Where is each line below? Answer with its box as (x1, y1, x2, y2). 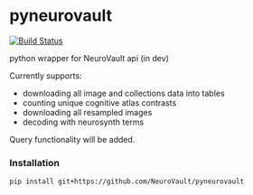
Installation (9, 156, 61, 169)
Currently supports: (9, 70, 82, 81)
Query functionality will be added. (9, 134, 136, 144)
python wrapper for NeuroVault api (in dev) (9, 52, 170, 63)
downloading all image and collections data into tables (22, 88, 225, 98)
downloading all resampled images (22, 107, 153, 117)
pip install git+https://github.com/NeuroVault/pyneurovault (9, 177, 245, 186)
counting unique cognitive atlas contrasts (22, 97, 177, 108)
